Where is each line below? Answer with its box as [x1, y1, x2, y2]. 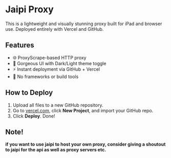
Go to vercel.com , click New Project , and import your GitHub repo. [12, 107, 154, 113]
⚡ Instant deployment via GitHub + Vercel [12, 66, 100, 72]
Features [5, 41, 34, 50]
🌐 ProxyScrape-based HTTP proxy [12, 54, 87, 61]
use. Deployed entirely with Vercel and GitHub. [5, 26, 104, 32]
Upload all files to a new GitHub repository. [12, 102, 103, 108]
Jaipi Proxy [5, 4, 54, 15]
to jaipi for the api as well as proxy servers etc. [5, 147, 106, 153]
